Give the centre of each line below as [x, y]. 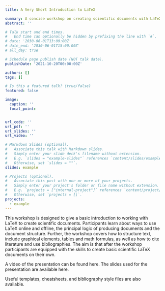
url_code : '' [18, 122]
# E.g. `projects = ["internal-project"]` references [63, 190]
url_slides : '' [21, 131]
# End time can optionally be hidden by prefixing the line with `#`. [81, 37]
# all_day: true [22, 50]
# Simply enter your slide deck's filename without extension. [73, 154]
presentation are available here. [37, 269]
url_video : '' [20, 136]
